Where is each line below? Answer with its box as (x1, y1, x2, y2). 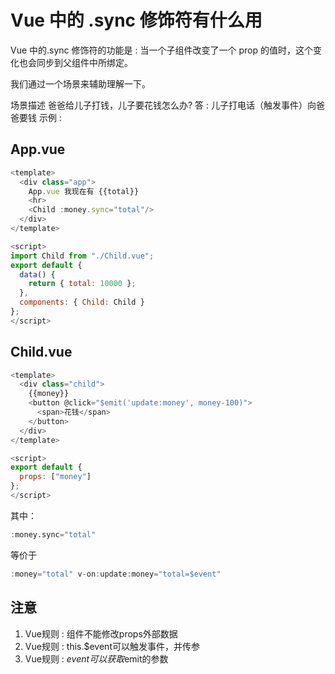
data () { (19, 269, 56, 280)
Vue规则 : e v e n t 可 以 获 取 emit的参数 (24, 652, 169, 665)
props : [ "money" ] (19, 472, 92, 482)
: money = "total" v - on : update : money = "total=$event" (10, 569, 222, 579)
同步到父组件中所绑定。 (36, 56, 133, 68)
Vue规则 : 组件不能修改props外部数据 (24, 627, 178, 640)
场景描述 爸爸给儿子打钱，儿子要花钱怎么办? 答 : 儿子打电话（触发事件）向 (10, 99, 317, 111)
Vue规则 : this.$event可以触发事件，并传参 (24, 640, 200, 652)
